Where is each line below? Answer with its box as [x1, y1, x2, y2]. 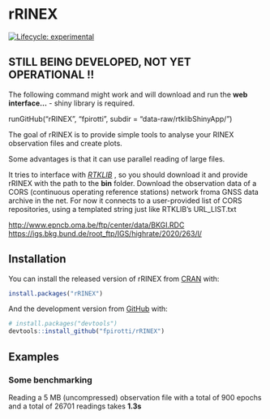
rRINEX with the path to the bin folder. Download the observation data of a [8, 178, 257, 188]
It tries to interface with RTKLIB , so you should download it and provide [8, 170, 248, 179]
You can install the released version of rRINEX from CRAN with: [8, 274, 220, 283]
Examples [8, 350, 59, 364]
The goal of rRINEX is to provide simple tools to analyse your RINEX [8, 129, 234, 139]
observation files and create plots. [8, 138, 123, 148]
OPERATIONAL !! [8, 68, 95, 82]
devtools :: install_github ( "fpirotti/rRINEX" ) [8, 327, 165, 335]
